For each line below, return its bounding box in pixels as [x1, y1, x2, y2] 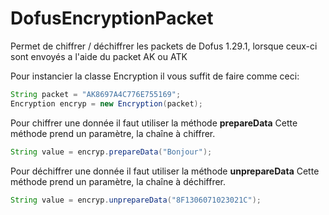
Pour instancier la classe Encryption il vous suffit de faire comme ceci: [10, 70, 300, 82]
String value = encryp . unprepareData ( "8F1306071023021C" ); [10, 195, 262, 205]
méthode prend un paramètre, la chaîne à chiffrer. [10, 127, 216, 139]
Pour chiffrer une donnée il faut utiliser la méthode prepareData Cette [10, 117, 298, 129]
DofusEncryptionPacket [10, 7, 214, 30]
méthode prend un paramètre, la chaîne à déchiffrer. [10, 175, 227, 187]
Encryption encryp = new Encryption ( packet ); [10, 98, 203, 109]
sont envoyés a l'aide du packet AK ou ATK [10, 50, 188, 62]
